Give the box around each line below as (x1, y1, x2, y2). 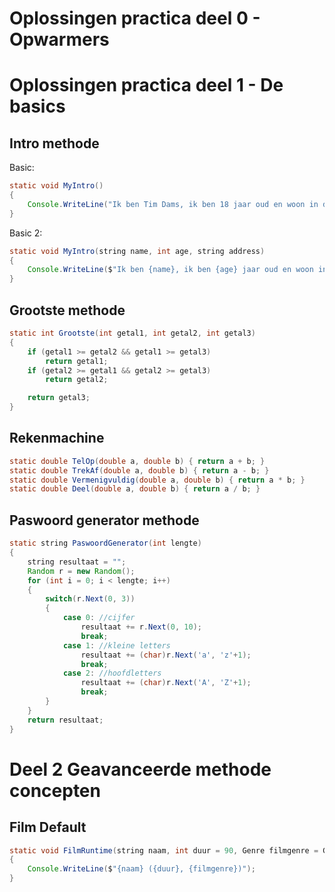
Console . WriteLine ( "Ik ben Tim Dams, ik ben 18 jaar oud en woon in (27, 199, 319, 209)
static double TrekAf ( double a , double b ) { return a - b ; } (9, 465, 270, 476)
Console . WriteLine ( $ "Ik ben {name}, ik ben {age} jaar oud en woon (27, 265, 314, 275)
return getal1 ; (45, 356, 109, 366)
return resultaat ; (27, 715, 104, 725)
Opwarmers (9, 28, 110, 51)
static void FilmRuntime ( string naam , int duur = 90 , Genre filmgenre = (9, 845, 319, 856)
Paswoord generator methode (9, 512, 200, 529)
